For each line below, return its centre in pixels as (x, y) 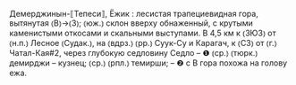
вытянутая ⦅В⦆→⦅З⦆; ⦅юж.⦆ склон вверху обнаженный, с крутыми (131, 23)
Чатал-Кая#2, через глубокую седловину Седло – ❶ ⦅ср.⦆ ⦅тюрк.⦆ (134, 53)
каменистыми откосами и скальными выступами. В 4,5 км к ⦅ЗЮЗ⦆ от (143, 33)
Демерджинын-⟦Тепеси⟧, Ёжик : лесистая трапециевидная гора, (134, 14)
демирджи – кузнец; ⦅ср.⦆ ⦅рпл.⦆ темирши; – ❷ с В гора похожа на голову (148, 63)
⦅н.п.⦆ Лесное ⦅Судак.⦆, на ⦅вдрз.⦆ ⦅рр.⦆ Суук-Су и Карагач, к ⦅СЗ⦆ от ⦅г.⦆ (143, 43)
